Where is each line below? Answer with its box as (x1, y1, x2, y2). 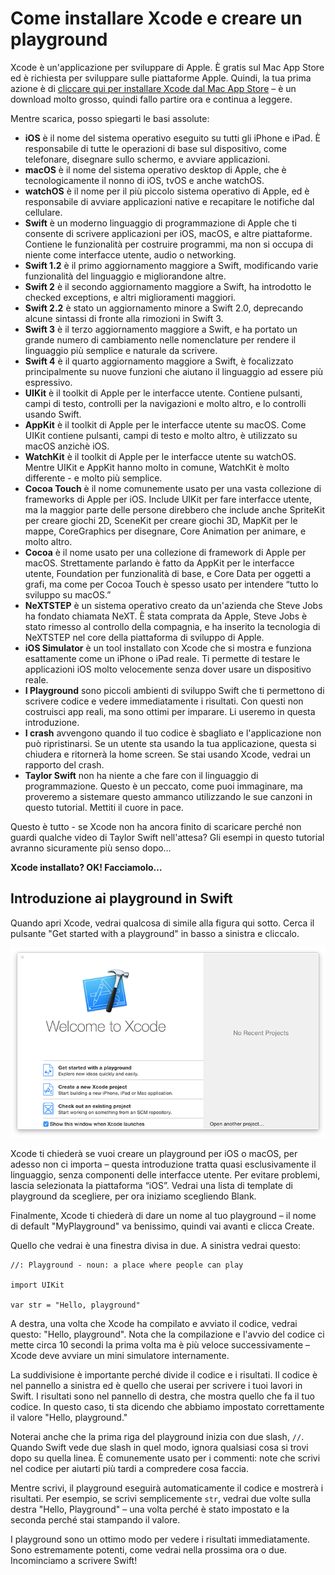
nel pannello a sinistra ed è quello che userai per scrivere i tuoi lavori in (10, 1379, 303, 1391)
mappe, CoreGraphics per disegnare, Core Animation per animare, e (24, 525, 307, 537)
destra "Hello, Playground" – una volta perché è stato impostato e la (10, 1503, 290, 1515)
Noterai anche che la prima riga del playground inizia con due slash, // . (10, 1430, 305, 1442)
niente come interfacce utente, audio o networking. (24, 248, 237, 261)
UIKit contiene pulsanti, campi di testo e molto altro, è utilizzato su (24, 429, 298, 441)
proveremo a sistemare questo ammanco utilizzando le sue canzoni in (24, 790, 313, 802)
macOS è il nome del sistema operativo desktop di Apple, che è (24, 163, 287, 176)
